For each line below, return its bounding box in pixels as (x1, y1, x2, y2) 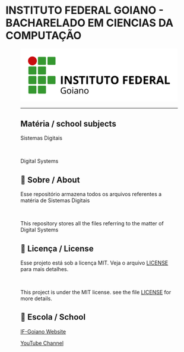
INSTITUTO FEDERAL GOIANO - (5, 4, 164, 17)
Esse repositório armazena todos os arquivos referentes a (20, 191, 162, 198)
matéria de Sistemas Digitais (20, 197, 90, 204)
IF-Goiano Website (20, 328, 66, 335)
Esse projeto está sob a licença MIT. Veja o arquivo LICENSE (20, 259, 169, 266)
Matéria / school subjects (20, 118, 116, 128)
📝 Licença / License (20, 243, 94, 253)
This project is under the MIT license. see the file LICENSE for (20, 288, 172, 296)
